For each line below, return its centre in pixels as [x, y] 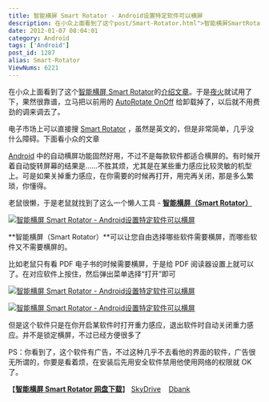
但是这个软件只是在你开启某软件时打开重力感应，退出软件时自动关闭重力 [127, 324]
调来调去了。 [43, 111]
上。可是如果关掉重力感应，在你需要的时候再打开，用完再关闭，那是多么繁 [131, 175]
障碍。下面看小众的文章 [61, 139]
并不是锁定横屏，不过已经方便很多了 [82, 335]
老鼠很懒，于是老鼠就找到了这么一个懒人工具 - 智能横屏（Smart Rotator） [130, 203]
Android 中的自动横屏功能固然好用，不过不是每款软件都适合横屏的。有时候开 [134, 155]
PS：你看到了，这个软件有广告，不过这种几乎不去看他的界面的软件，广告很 [132, 352]
